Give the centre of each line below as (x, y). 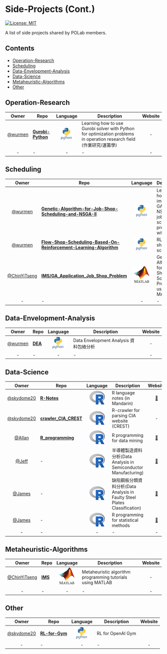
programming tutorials (105, 577)
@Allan (21, 438)
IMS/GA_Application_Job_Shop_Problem (84, 276)
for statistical (125, 520)
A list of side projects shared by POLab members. (56, 32)
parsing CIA (124, 416)
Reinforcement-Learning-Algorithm (80, 248)
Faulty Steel (124, 497)
